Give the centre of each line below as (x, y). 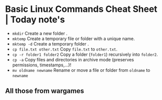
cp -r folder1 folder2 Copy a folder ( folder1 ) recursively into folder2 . (85, 54)
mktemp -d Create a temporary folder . (50, 44)
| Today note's (35, 20)
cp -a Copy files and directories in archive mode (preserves (73, 59)
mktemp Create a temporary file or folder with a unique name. (73, 39)
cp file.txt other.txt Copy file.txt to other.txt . (65, 49)
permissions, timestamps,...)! (42, 65)
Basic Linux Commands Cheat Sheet (81, 9)
